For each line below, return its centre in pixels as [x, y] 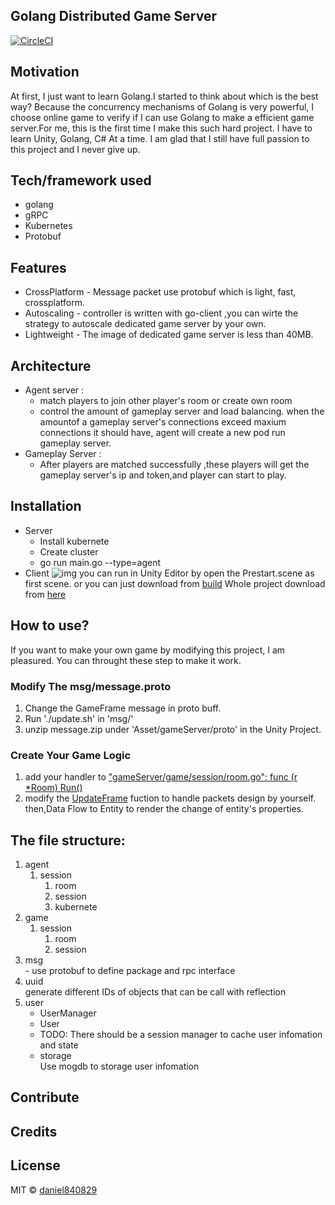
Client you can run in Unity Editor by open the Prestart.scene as [169, 573]
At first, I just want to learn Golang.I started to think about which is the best [164, 96]
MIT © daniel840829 [54, 1190]
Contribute [45, 1097]
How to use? [50, 625]
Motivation [45, 72]
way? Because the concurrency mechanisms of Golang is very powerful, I [162, 106]
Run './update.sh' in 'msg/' [79, 718]
